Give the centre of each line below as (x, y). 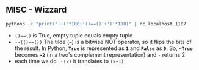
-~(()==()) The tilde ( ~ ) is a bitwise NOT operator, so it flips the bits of (103, 42)
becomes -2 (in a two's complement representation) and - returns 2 (100, 54)
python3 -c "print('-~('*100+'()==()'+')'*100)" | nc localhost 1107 (96, 24)
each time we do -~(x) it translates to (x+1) (69, 61)
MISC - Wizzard (36, 10)
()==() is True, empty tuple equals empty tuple (74, 35)
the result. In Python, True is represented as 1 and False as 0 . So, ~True (103, 48)
